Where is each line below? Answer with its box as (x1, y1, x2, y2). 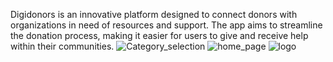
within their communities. (10, 40, 115, 52)
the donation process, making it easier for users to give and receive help (10, 30, 309, 41)
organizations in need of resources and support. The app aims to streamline (10, 19, 323, 31)
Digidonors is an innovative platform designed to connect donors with (10, 9, 298, 20)
